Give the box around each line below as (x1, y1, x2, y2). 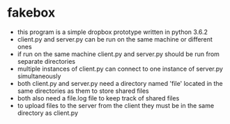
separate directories (17, 57, 75, 65)
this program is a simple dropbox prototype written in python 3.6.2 (17, 28, 208, 36)
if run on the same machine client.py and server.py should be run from (17, 50, 220, 58)
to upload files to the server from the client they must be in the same (17, 101, 215, 109)
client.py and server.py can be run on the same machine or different (17, 35, 213, 43)
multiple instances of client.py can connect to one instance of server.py (17, 64, 223, 73)
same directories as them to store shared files (17, 87, 150, 95)
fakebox (7, 5, 56, 21)
